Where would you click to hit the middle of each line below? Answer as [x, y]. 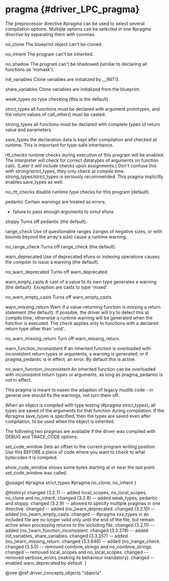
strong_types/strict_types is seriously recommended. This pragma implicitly [84, 176]
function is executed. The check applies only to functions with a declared [82, 323]
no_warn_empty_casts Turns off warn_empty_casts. [59, 297]
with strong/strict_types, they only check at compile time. [65, 171]
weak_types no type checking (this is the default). [58, 99]
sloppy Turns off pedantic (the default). [46, 221]
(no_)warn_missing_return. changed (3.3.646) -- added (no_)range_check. [83, 541]
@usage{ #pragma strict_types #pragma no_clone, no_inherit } [71, 483]
